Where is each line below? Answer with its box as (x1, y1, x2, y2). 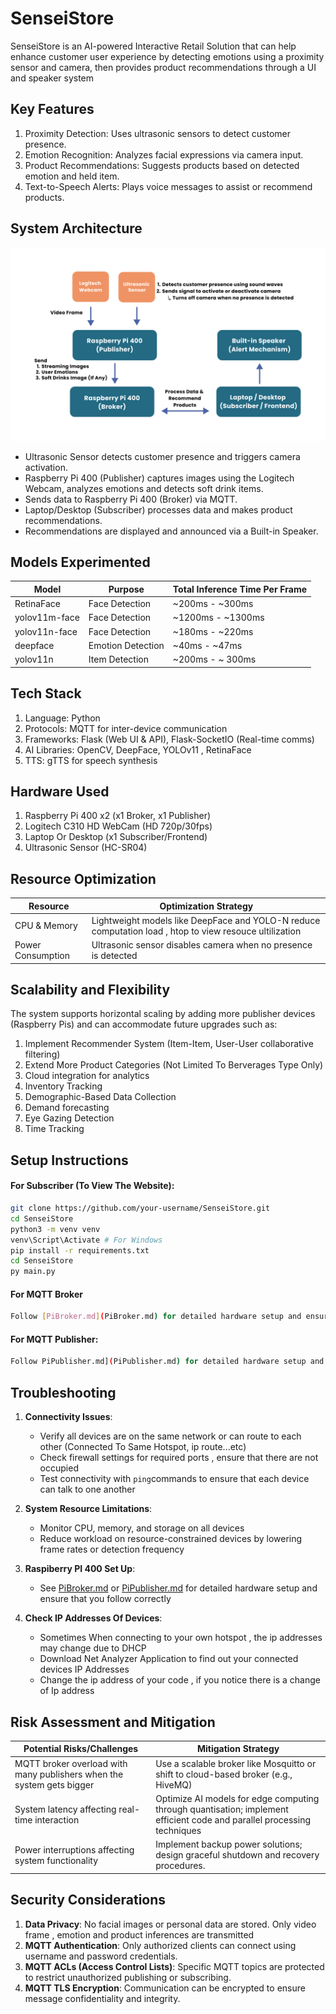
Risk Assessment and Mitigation (10, 1713, 216, 1731)
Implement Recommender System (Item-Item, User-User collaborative (24, 1038, 314, 1050)
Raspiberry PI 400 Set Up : (24, 1563, 136, 1575)
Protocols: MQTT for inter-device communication (24, 722, 228, 734)
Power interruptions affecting (14, 1843, 135, 1856)
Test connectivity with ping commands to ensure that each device (39, 1473, 310, 1485)
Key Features (10, 101, 95, 118)
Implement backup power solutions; (155, 1838, 303, 1851)
